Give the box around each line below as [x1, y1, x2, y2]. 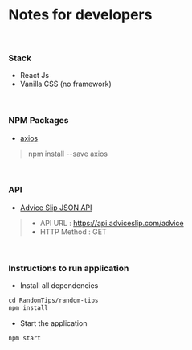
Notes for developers [8, 6, 153, 24]
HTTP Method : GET [39, 227, 107, 237]
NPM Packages [8, 115, 69, 126]
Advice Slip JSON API [19, 203, 92, 212]
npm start [8, 334, 42, 342]
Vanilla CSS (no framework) [19, 79, 112, 89]
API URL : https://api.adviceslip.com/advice [39, 218, 184, 228]
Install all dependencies [19, 281, 99, 290]
